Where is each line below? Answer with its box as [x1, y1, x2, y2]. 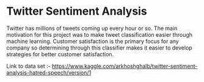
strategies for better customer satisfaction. [6, 50, 114, 58]
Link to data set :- [6, 62, 51, 70]
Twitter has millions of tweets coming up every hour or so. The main [6, 24, 178, 32]
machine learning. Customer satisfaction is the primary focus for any [6, 37, 179, 45]
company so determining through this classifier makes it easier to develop [6, 44, 192, 51]
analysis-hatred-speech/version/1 [6, 69, 92, 76]
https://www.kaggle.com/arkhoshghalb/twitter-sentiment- [51, 62, 198, 70]
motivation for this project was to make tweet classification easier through [6, 31, 193, 38]
